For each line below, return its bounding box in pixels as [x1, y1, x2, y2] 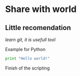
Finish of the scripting [5, 65, 50, 71]
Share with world [5, 3, 77, 15]
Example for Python [5, 46, 46, 52]
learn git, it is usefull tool [5, 36, 56, 42]
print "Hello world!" [5, 56, 50, 61]
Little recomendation [5, 23, 71, 32]
